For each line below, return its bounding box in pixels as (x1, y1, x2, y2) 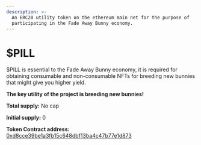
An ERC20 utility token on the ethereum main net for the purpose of (11, 14, 190, 21)
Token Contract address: (6, 126, 70, 133)
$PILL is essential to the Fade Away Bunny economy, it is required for (6, 66, 178, 73)
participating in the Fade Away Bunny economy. (11, 20, 134, 26)
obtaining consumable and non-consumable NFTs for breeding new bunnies (6, 72, 196, 80)
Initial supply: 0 (6, 114, 46, 121)
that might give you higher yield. (6, 79, 86, 86)
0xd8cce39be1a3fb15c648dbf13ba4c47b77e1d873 (6, 132, 132, 140)
